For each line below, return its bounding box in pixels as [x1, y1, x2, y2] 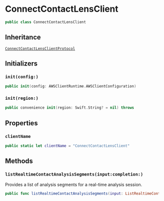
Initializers [5, 60, 38, 68]
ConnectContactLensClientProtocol [5, 46, 76, 51]
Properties [5, 119, 38, 127]
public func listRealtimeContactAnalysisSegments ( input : [5, 191, 123, 196]
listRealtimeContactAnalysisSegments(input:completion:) [5, 172, 143, 177]
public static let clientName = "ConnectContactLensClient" [5, 143, 130, 149]
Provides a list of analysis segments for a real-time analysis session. [5, 181, 143, 187]
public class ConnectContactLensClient [5, 20, 86, 24]
